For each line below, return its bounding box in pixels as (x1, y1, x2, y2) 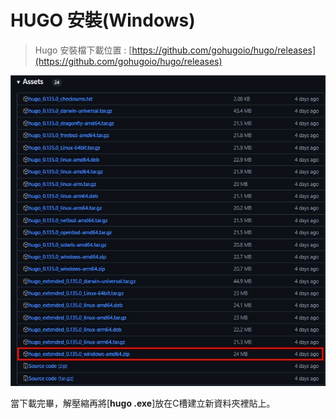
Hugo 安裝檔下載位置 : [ (34, 44, 133, 56)
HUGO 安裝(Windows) (10, 9, 196, 32)
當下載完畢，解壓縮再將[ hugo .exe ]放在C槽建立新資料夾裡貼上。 (10, 397, 276, 410)
